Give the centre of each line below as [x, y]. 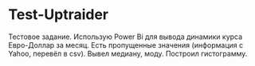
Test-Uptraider [59, 15]
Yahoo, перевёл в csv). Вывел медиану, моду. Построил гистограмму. [128, 53]
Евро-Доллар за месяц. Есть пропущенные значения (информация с [126, 45]
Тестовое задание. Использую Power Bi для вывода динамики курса [126, 37]
